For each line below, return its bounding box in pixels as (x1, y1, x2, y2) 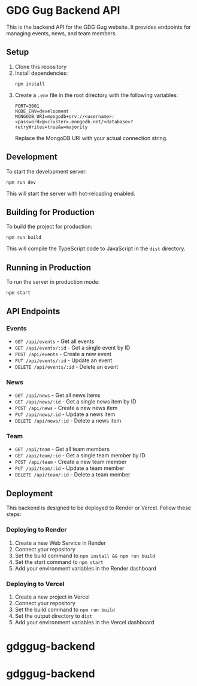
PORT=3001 (14, 103, 40, 109)
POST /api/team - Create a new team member (14, 459, 127, 466)
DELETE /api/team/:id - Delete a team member (14, 471, 131, 478)
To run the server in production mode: (6, 278, 100, 286)
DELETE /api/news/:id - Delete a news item (14, 417, 122, 424)
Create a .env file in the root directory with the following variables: (14, 91, 178, 99)
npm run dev (6, 179, 36, 186)
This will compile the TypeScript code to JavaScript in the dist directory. (6, 245, 186, 252)
